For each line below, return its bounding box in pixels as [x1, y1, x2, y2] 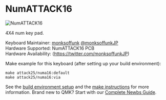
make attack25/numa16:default [5, 70, 70, 76]
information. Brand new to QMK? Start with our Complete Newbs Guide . [5, 89, 157, 95]
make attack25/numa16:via [5, 74, 60, 80]
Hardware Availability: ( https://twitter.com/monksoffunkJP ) [5, 51, 130, 57]
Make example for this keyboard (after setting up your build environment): [5, 60, 161, 66]
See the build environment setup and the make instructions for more [5, 84, 150, 90]
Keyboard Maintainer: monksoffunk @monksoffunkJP [5, 39, 119, 46]
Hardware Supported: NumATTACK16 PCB [5, 45, 95, 51]
